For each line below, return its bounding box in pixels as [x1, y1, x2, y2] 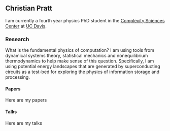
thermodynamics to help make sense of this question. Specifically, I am [5, 58, 154, 64]
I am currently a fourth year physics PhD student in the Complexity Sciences [5, 17, 165, 23]
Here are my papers [5, 97, 47, 103]
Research [5, 36, 29, 43]
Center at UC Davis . [5, 23, 47, 29]
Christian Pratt [5, 4, 52, 13]
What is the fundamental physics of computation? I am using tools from [5, 47, 155, 53]
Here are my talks [5, 120, 42, 126]
